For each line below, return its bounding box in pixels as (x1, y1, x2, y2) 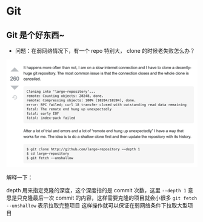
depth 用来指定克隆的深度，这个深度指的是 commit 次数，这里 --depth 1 (6, 187, 187, 193)
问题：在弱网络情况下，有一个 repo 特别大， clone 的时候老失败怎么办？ (15, 47, 195, 54)
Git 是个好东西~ (6, 30, 65, 40)
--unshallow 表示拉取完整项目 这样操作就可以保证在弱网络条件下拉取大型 (6, 202, 188, 209)
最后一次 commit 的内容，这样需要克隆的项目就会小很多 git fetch (32, 194, 198, 201)
